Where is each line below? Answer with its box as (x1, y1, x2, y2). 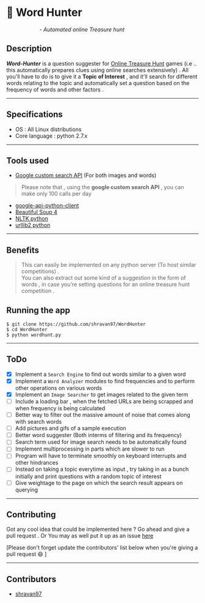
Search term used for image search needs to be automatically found (15, 438, 187, 446)
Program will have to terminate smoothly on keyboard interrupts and (15, 452, 187, 460)
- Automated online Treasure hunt (39, 26, 125, 33)
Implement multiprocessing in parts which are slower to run (15, 445, 165, 452)
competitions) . (21, 268, 60, 275)
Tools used (6, 155, 49, 166)
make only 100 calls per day (21, 190, 92, 198)
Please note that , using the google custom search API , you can (21, 184, 184, 191)
